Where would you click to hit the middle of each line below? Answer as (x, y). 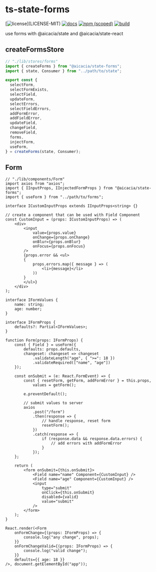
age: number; (28, 309)
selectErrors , (25, 104)
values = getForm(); (54, 385)
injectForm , (23, 142)
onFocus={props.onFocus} (59, 247)
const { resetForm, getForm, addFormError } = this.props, (88, 381)
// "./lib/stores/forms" (32, 61)
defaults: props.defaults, (52, 349)
